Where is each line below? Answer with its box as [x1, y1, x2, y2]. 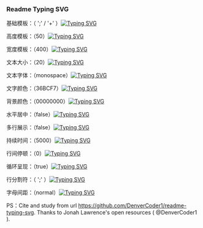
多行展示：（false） [6, 124, 54, 131]
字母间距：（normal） [6, 189, 59, 196]
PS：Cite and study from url [6, 202, 77, 210]
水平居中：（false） [6, 111, 54, 118]
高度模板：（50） [6, 32, 48, 40]
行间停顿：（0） [6, 150, 45, 158]
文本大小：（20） [6, 59, 48, 66]
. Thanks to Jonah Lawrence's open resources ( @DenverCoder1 [33, 209, 197, 216]
